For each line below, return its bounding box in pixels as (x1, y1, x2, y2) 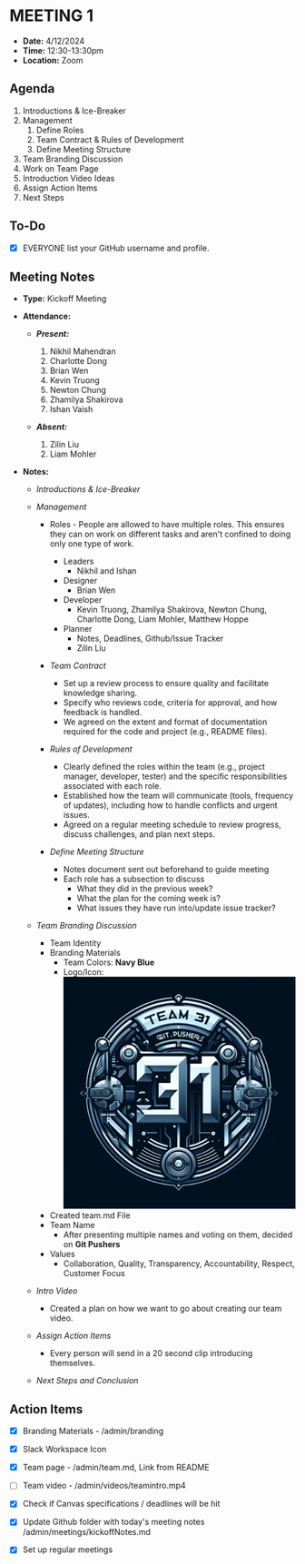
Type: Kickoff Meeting (22, 293, 107, 304)
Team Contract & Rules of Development (35, 133, 184, 145)
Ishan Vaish (49, 404, 93, 415)
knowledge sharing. (63, 687, 138, 699)
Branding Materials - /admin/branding (22, 1426, 164, 1437)
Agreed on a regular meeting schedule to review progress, (63, 819, 281, 831)
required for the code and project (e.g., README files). (63, 726, 268, 737)
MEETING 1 (9, 5, 93, 26)
